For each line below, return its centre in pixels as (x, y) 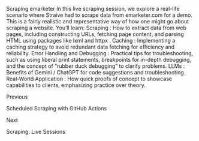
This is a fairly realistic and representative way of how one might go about (98, 21)
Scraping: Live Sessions (36, 132)
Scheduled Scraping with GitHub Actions (57, 108)
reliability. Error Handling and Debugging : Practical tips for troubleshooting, (100, 53)
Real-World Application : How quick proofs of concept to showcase (89, 79)
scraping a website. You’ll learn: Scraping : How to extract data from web (97, 28)
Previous (17, 97)
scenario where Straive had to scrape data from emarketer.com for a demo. (99, 15)
